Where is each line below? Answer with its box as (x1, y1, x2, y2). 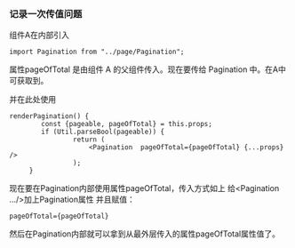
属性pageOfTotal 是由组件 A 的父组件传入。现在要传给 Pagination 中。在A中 (9, 64, 286, 75)
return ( (72, 135, 105, 144)
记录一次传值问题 (9, 7, 83, 20)
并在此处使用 (9, 94, 56, 105)
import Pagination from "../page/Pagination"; (9, 47, 185, 57)
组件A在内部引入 (9, 29, 69, 41)
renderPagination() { (9, 112, 90, 121)
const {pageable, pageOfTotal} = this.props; (41, 120, 213, 129)
